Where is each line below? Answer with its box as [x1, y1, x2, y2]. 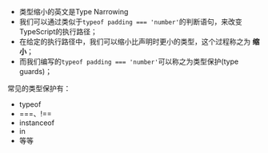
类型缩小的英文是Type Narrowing [18, 7, 129, 16]
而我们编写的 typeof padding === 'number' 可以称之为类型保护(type [18, 57, 239, 66]
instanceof [18, 118, 55, 127]
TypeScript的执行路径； [18, 27, 98, 36]
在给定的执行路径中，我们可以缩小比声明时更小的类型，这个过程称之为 [18, 37, 251, 46]
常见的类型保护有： [7, 84, 71, 93]
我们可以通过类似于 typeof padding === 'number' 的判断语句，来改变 [18, 17, 243, 26]
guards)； [18, 67, 53, 76]
